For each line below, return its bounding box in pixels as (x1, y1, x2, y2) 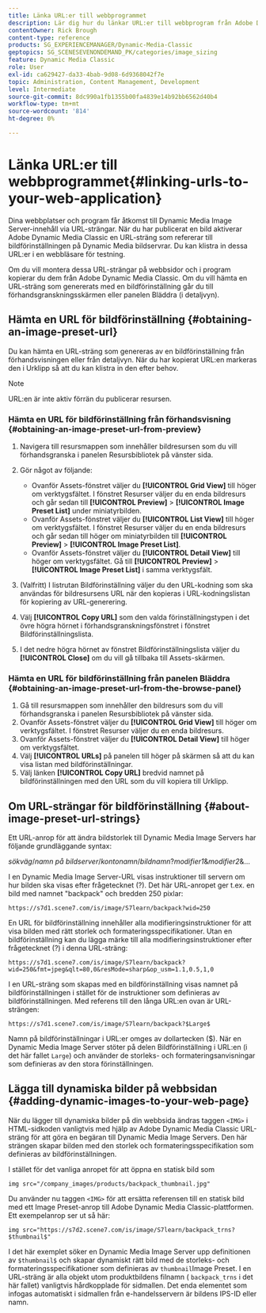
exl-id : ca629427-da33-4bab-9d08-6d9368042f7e (8, 71, 165, 78)
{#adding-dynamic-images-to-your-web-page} (8, 1094, 249, 1108)
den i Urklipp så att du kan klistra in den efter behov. (8, 363, 179, 372)
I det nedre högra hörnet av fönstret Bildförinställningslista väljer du (19, 644, 240, 654)
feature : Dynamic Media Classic (8, 56, 115, 64)
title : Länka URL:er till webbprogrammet (8, 11, 147, 20)
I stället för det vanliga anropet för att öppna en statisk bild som (8, 1164, 215, 1174)
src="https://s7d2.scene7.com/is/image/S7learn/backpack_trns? (22, 1226, 236, 1234)
